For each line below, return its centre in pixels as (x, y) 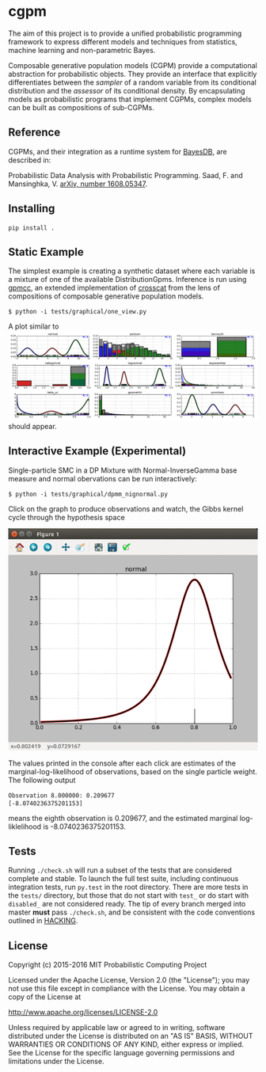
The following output (42, 780)
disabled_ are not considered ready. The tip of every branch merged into (127, 904)
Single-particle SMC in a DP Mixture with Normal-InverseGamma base (123, 470)
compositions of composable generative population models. (106, 296)
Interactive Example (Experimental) (97, 451)
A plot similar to (34, 326)
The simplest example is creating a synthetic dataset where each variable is (132, 271)
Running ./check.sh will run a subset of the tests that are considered (120, 870)
